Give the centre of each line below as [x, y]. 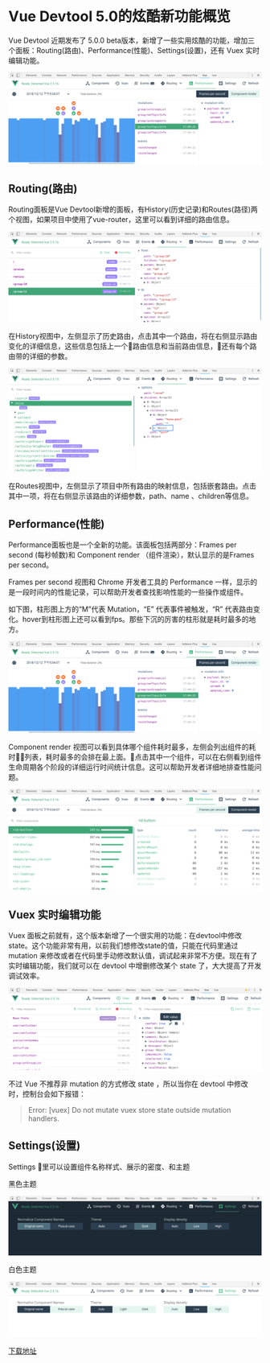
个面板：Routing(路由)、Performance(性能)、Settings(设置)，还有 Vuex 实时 [134, 50]
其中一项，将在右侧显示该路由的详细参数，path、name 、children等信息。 [131, 496]
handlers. [44, 1118]
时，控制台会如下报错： [47, 1094]
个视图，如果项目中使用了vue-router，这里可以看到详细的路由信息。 [121, 220]
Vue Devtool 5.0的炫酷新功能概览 [120, 16]
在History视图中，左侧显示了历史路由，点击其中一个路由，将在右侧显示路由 [133, 336]
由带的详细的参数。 [40, 356]
